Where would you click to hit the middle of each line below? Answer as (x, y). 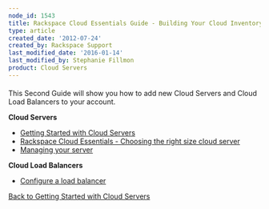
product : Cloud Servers (48, 68)
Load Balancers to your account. (62, 102)
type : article (32, 30)
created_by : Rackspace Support (60, 46)
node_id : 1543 (32, 16)
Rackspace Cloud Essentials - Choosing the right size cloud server (130, 142)
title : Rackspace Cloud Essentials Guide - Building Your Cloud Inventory (136, 23)
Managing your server (56, 150)
